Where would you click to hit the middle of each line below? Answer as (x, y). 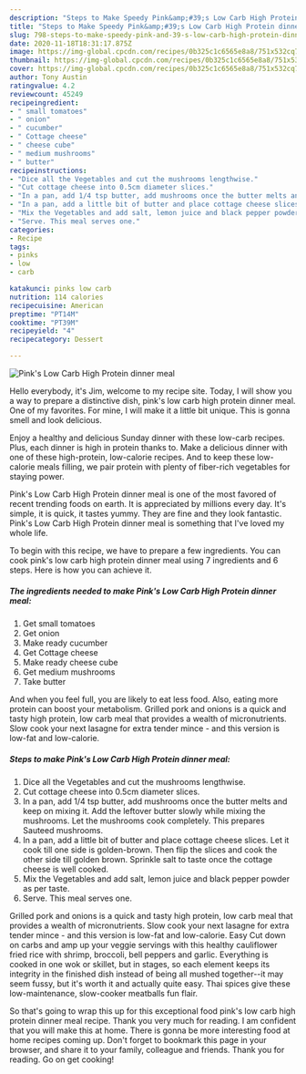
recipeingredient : (44, 103)
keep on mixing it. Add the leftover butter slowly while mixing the (144, 811)
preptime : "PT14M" (44, 314)
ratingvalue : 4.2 (42, 86)
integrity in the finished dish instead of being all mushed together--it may (147, 974)
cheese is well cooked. (66, 869)
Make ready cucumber (65, 643)
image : (22, 52)
